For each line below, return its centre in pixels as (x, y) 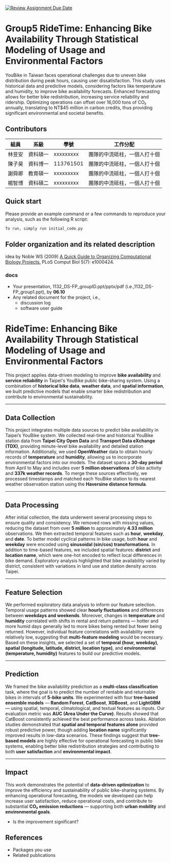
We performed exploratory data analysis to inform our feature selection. (81, 604)
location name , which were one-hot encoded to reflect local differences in (83, 555)
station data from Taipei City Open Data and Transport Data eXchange (80, 441)
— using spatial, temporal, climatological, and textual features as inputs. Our (85, 708)
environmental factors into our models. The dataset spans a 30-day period (84, 463)
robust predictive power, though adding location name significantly (76, 730)
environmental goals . (28, 811)
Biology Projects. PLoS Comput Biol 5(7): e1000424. (60, 262)
